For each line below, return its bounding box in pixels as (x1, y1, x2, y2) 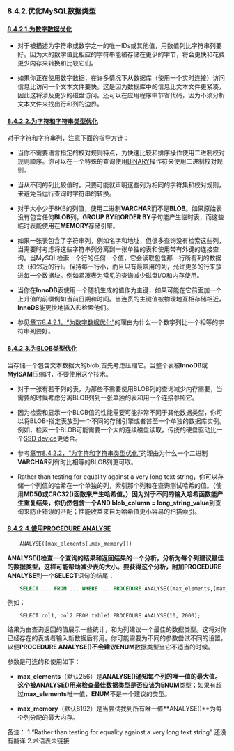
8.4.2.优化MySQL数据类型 (7, 6, 96, 15)
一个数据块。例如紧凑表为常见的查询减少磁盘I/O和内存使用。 (29, 271, 203, 280)
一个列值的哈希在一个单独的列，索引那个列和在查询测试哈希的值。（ (23, 481, 216, 489)
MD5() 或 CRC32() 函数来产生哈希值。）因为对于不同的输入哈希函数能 (23, 489, 217, 498)
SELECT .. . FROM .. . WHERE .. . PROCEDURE (19, 585, 141, 592)
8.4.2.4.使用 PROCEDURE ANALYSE (7, 524, 111, 533)
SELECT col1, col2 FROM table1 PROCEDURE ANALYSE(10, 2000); (19, 612, 201, 619)
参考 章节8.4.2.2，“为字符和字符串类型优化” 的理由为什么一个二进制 (17, 449, 208, 457)
